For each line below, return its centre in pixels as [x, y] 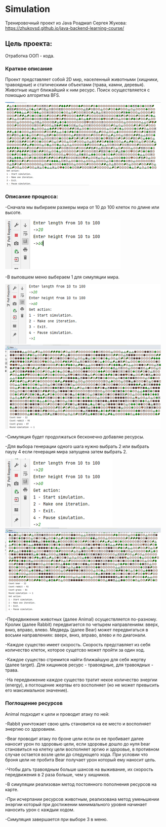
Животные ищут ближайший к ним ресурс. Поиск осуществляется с [78, 90]
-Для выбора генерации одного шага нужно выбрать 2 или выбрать [77, 446]
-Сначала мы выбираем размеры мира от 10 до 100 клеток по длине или [82, 207]
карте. [12, 789]
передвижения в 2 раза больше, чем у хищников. [58, 774]
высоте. [14, 212]
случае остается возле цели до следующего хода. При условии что [77, 754]
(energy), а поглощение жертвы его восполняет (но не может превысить [82, 685]
